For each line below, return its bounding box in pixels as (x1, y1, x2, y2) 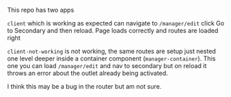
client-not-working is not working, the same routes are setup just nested (7, 47, 216, 55)
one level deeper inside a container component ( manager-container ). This (7, 54, 216, 63)
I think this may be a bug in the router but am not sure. (7, 83, 162, 90)
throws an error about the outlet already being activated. (7, 69, 168, 77)
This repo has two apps (7, 6, 75, 14)
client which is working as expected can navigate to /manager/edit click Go (7, 19, 225, 27)
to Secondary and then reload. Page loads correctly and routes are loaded (7, 27, 219, 34)
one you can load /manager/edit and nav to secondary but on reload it (7, 62, 207, 69)
